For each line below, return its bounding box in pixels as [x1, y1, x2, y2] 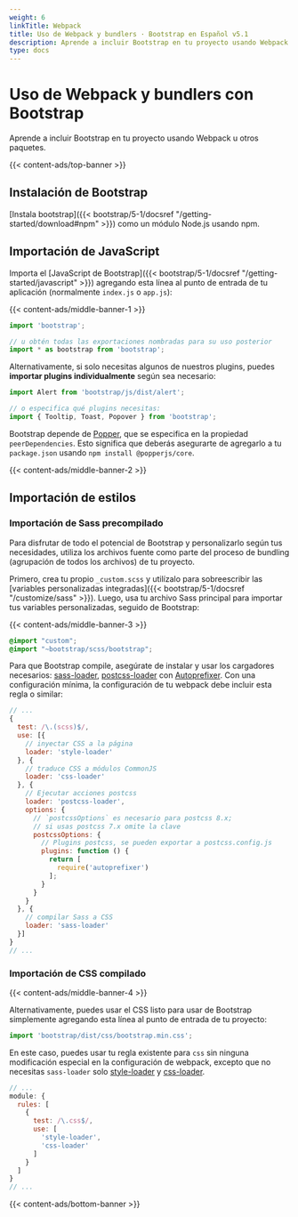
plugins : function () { [41, 847, 129, 856]
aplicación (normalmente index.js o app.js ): [9, 286, 173, 297]
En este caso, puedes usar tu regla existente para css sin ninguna [9, 1047, 249, 1058]
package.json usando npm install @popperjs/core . [9, 447, 195, 458]
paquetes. [9, 142, 46, 153]
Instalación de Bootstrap [9, 185, 149, 200]
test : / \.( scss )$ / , [17, 722, 90, 732]
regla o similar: [9, 689, 64, 699]
